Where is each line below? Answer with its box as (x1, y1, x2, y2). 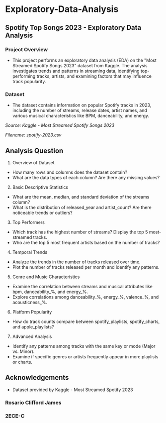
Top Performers (12, 219, 45, 225)
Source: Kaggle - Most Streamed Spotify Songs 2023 (5, 122, 115, 128)
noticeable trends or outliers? (12, 210, 73, 215)
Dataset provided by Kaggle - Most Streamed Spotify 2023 (12, 387, 133, 393)
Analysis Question (5, 146, 64, 155)
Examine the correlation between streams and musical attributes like (12, 283, 153, 289)
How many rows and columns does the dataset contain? (12, 169, 128, 175)
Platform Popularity (12, 309, 52, 315)
